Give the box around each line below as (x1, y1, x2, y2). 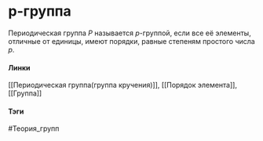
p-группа (8, 2, 72, 20)
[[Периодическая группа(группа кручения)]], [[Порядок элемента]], (8, 81, 238, 90)
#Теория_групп (8, 124, 60, 133)
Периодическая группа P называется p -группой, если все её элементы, (8, 28, 251, 38)
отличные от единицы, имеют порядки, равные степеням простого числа (8, 36, 255, 45)
